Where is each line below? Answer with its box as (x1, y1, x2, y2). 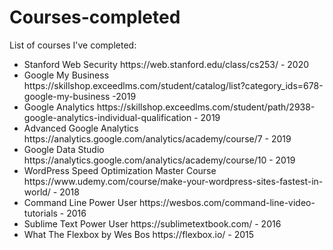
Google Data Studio (23, 143, 105, 155)
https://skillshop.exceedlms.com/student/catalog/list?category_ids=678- (23, 79, 324, 91)
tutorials (23, 207, 58, 219)
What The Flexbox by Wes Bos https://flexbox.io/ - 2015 (23, 228, 255, 240)
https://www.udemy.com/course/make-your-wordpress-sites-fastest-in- (23, 175, 324, 187)
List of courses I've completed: (9, 39, 137, 51)
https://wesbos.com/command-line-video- (139, 196, 316, 208)
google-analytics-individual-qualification (23, 111, 192, 123)
